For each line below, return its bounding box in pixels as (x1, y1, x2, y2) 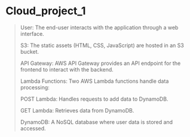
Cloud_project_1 (5, 4, 86, 18)
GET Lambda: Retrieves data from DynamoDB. (20, 107, 134, 114)
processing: (20, 83, 50, 91)
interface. (20, 30, 44, 37)
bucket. (20, 48, 39, 55)
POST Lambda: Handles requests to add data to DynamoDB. (20, 95, 168, 102)
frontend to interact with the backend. (20, 66, 114, 73)
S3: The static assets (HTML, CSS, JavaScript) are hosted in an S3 (20, 42, 185, 49)
